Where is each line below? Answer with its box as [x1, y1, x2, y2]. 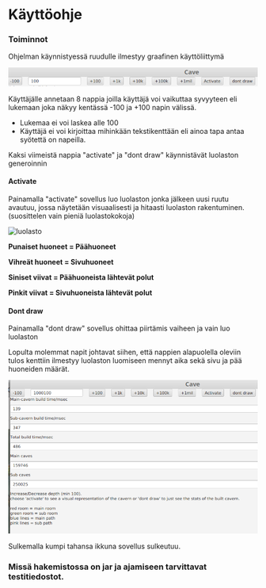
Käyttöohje [8, 6, 83, 24]
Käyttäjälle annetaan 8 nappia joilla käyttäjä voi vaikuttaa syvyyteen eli [8, 94, 237, 104]
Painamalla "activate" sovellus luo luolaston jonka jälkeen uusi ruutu [8, 194, 230, 204]
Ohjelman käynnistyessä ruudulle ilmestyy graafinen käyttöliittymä [8, 52, 224, 61]
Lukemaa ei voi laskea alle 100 [19, 117, 119, 128]
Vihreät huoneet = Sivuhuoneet [8, 257, 114, 266]
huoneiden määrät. [8, 365, 70, 374]
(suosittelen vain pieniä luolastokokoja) [8, 211, 135, 220]
